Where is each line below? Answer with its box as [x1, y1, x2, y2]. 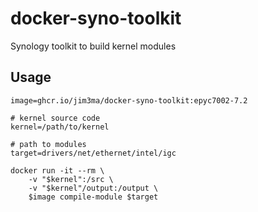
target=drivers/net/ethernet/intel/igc [10, 148, 177, 158]
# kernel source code [10, 113, 101, 123]
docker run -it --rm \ [10, 165, 105, 176]
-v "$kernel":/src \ [28, 174, 114, 184]
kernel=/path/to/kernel [10, 122, 110, 132]
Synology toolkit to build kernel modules [10, 40, 177, 52]
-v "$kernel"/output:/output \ [28, 183, 159, 193]
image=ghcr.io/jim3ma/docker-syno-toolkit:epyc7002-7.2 [10, 95, 248, 106]
